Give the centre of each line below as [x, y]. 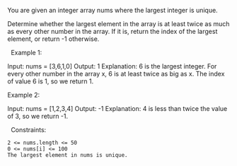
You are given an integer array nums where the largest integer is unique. [112, 10]
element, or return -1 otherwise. [53, 39]
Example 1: [26, 53]
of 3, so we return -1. [38, 116]
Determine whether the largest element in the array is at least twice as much [118, 24]
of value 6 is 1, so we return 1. [51, 81]
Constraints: [28, 130]
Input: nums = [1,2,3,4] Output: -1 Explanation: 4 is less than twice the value [117, 108]
